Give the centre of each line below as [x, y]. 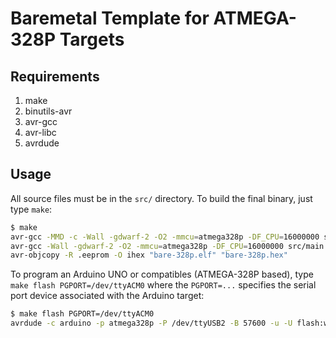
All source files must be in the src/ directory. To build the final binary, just [161, 198]
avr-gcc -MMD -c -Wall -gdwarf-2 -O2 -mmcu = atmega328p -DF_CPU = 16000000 [165, 237]
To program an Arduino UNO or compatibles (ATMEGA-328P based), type [162, 274]
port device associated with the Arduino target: [107, 296]
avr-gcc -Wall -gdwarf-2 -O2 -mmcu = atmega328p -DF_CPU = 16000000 [147, 246]
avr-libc [40, 132]
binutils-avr [48, 111]
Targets [92, 39]
